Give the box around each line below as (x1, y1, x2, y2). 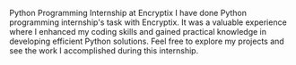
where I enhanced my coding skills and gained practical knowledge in (9, 27, 267, 37)
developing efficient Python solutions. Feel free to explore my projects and (9, 36, 284, 46)
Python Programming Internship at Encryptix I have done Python (9, 8, 247, 18)
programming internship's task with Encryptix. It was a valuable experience (9, 17, 287, 28)
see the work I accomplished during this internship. (9, 45, 199, 56)
